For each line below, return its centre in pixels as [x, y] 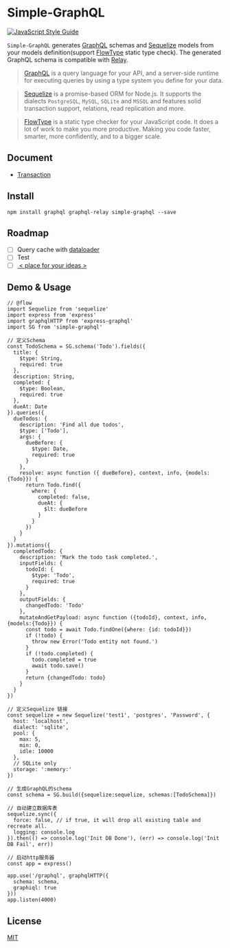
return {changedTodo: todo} [66, 678]
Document [30, 158]
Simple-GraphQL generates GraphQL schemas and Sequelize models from [111, 45]
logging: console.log [44, 832]
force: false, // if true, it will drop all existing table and [107, 821]
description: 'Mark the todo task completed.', [89, 558]
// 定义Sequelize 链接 [37, 709]
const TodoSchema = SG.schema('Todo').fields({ [77, 347]
